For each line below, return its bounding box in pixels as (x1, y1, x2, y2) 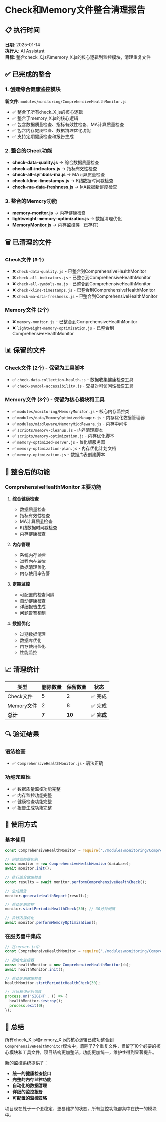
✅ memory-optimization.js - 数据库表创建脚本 (12, 452, 105, 458)
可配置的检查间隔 (19, 591, 55, 597)
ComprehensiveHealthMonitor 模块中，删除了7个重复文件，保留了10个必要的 (5, 1043, 157, 1049)
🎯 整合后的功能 (5, 468, 50, 476)
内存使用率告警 (19, 570, 50, 576)
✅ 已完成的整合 (5, 70, 51, 79)
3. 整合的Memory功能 (5, 197, 57, 204)
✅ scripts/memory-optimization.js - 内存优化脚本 (12, 433, 115, 439)
